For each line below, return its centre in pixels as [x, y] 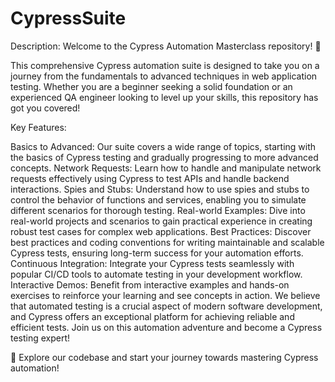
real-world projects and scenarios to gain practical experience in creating [161, 221]
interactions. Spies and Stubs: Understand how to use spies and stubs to [160, 189]
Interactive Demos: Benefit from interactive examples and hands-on [150, 284]
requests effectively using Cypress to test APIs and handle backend [150, 178]
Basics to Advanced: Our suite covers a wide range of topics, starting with [163, 146]
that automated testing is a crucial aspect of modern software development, [166, 306]
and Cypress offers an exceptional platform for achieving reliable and [152, 316]
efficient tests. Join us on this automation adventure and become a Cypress [166, 327]
